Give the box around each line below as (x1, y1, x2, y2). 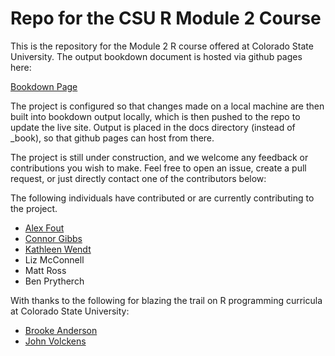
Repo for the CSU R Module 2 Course (10, 7, 322, 30)
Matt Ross (24, 264, 67, 276)
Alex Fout (24, 222, 65, 234)
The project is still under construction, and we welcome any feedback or (10, 151, 309, 163)
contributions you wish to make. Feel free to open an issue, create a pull (10, 162, 307, 174)
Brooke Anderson (24, 324, 98, 336)
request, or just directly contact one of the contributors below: (10, 172, 267, 184)
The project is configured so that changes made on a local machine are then (10, 100, 325, 112)
